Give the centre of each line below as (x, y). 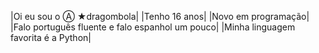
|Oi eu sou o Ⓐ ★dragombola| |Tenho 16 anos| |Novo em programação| (160, 16)
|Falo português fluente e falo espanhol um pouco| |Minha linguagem (153, 27)
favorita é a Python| (51, 37)
